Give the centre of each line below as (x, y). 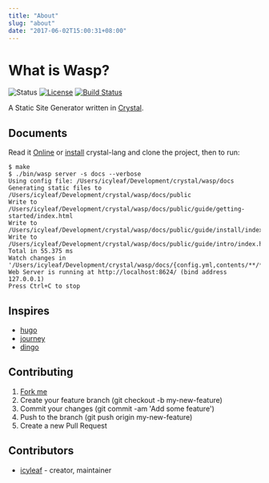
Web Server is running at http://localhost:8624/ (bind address (118, 272)
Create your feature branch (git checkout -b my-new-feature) (121, 400)
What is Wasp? (59, 70)
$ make (19, 167)
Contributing (41, 372)
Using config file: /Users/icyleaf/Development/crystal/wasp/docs (121, 181)
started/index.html (41, 216)
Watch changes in (37, 258)
